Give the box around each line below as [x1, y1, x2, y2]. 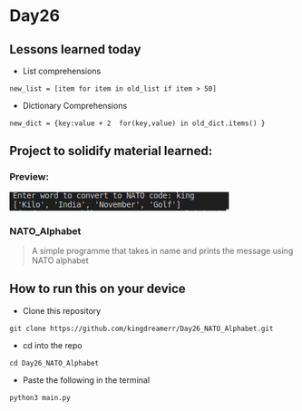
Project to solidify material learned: [9, 143, 213, 159]
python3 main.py [9, 393, 71, 402]
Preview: [9, 171, 50, 183]
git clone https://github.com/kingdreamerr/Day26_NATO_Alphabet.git [9, 324, 274, 333]
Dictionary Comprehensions [22, 101, 128, 111]
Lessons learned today [9, 42, 141, 57]
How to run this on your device [9, 281, 186, 297]
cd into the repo [22, 339, 83, 350]
